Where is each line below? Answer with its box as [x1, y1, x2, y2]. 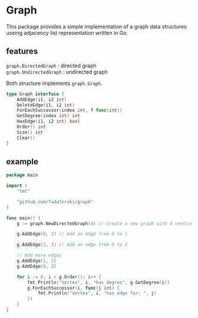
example [6, 157, 39, 167]
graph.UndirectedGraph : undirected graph [6, 68, 108, 75]
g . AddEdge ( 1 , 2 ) [16, 258, 57, 264]
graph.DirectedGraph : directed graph [6, 62, 97, 69]
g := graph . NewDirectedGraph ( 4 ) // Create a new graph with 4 [16, 220, 173, 227]
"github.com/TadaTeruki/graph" [16, 198, 94, 205]
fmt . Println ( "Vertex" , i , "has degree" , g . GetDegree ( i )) [27, 279, 170, 286]
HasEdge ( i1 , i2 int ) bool [16, 118, 81, 124]
